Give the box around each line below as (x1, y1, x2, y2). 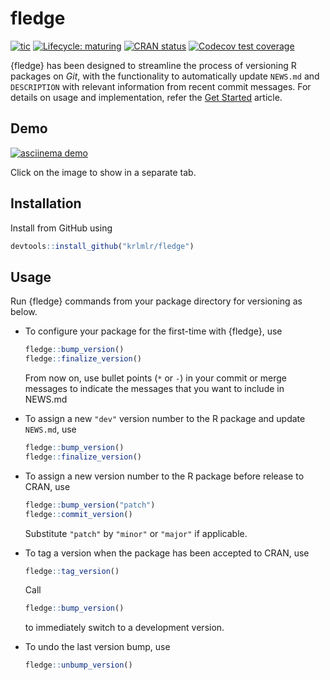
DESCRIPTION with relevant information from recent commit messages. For (10, 80, 312, 92)
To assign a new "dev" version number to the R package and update (24, 413, 306, 424)
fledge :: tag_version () (24, 566, 120, 576)
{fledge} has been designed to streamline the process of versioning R (10, 59, 297, 71)
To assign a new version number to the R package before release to (24, 470, 305, 482)
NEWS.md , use (24, 423, 77, 435)
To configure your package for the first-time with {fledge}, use (24, 325, 283, 337)
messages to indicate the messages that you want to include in (24, 383, 285, 394)
